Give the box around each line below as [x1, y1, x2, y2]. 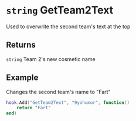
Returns [6, 40, 36, 50]
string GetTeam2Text [6, 4, 114, 17]
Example [6, 73, 39, 83]
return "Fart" [16, 105, 51, 111]
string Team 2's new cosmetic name [6, 55, 96, 62]
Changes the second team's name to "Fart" [6, 88, 111, 95]
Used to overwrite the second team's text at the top [6, 23, 131, 30]
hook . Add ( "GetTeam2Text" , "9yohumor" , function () [6, 99, 130, 106]
